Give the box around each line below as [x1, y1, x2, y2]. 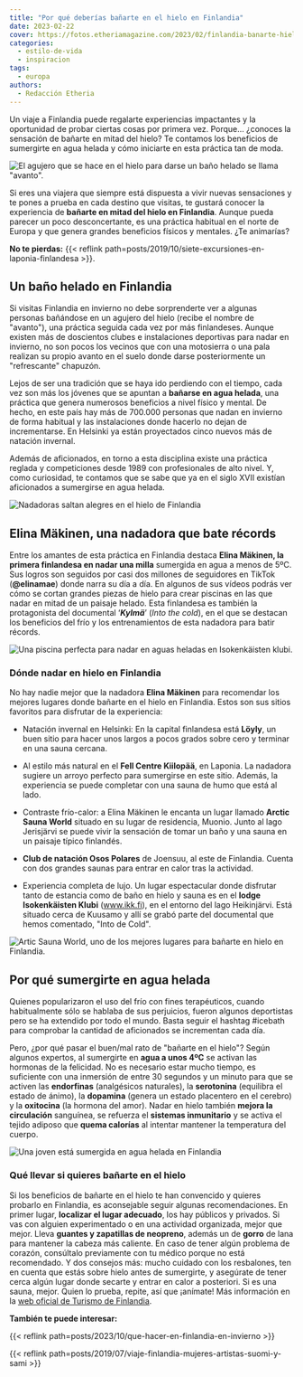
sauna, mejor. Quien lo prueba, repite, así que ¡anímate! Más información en [9, 1286, 290, 1297]
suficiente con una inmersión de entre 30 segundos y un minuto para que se [9, 1071, 293, 1082]
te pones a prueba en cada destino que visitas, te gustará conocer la [9, 196, 265, 208]
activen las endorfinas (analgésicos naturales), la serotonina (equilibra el [9, 1081, 283, 1092]
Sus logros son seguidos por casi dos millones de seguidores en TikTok [9, 569, 276, 580]
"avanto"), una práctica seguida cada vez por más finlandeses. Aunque [9, 322, 274, 333]
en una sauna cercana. [22, 743, 108, 754]
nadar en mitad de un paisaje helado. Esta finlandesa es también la [9, 598, 258, 608]
